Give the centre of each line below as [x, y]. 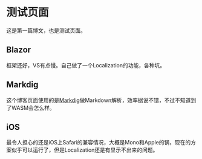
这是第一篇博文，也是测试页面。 [46, 30]
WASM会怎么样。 [33, 107]
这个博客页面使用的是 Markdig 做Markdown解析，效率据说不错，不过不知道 [99, 100]
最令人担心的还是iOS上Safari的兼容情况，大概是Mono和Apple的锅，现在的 [99, 143]
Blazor [19, 50]
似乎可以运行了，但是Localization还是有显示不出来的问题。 [85, 150]
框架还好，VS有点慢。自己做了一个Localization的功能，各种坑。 [86, 65]
